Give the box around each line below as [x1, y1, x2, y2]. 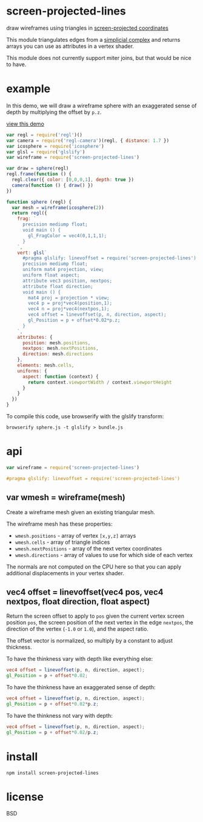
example [6, 82, 51, 96]
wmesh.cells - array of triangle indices [15, 538, 110, 546]
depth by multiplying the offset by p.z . [6, 108, 102, 116]
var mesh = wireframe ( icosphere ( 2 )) [12, 204, 104, 210]
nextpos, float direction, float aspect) [6, 596, 150, 607]
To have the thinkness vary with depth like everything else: [6, 655, 153, 663]
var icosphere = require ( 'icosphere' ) [6, 143, 104, 149]
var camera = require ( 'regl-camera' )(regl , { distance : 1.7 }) [6, 138, 170, 144]
